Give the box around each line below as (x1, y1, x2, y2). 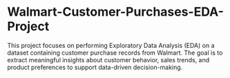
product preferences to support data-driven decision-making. (7, 63, 183, 71)
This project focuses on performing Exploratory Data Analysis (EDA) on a (7, 41, 215, 49)
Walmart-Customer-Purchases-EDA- (7, 4, 224, 20)
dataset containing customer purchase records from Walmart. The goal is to (7, 49, 223, 57)
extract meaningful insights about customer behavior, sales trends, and (7, 55, 210, 64)
